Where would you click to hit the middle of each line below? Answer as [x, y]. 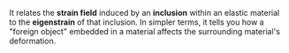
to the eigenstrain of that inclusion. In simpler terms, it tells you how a [137, 22]
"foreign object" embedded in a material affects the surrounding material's [145, 31]
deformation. [33, 41]
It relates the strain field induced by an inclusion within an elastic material [144, 13]
